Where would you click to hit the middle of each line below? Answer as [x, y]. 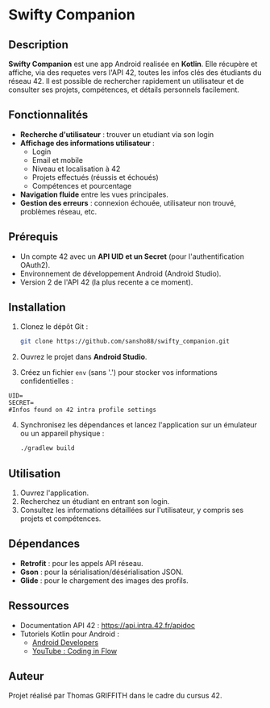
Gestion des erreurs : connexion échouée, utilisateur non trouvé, [128, 202]
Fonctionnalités [48, 115]
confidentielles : [47, 381]
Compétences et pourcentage [82, 185]
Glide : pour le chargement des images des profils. [104, 580]
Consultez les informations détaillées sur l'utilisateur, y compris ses [132, 510]
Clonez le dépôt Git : [54, 327]
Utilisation [35, 473]
